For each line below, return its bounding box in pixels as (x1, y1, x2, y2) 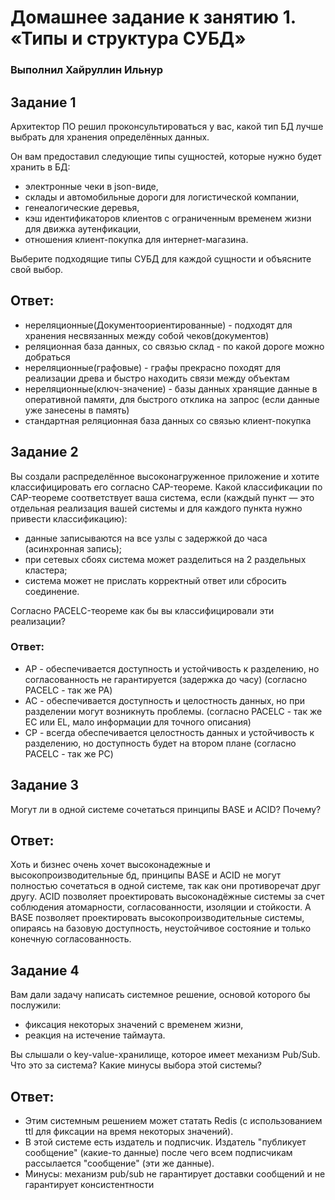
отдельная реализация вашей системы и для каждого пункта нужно (10, 502, 303, 514)
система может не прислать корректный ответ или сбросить (24, 574, 287, 586)
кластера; (24, 564, 68, 576)
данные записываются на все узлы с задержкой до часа (24, 532, 268, 544)
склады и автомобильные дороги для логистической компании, (24, 191, 300, 203)
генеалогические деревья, (24, 201, 140, 213)
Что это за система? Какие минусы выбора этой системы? (10, 1059, 262, 1071)
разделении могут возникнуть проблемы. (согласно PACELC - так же (24, 705, 323, 717)
